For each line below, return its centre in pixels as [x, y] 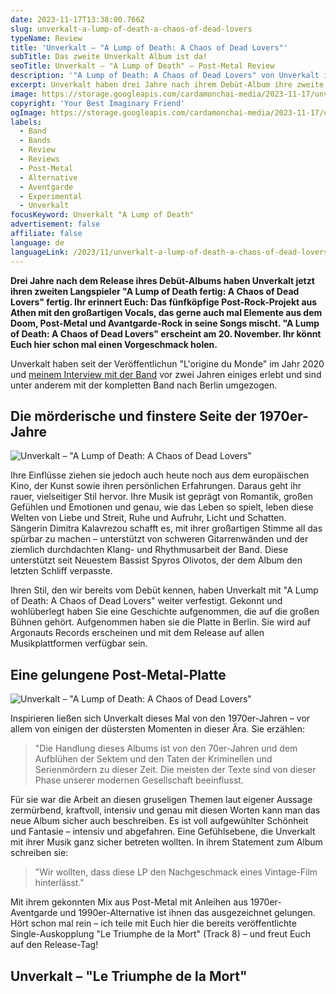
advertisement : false [55, 224]
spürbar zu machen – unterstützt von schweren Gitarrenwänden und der [159, 539]
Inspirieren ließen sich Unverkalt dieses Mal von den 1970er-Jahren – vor [160, 718]
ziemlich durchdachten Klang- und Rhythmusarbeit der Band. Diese [149, 550]
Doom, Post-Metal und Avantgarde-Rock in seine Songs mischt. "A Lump [165, 323]
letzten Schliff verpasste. [61, 571]
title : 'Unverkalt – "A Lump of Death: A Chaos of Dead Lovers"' [149, 47]
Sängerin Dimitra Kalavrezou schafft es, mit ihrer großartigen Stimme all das [166, 528]
